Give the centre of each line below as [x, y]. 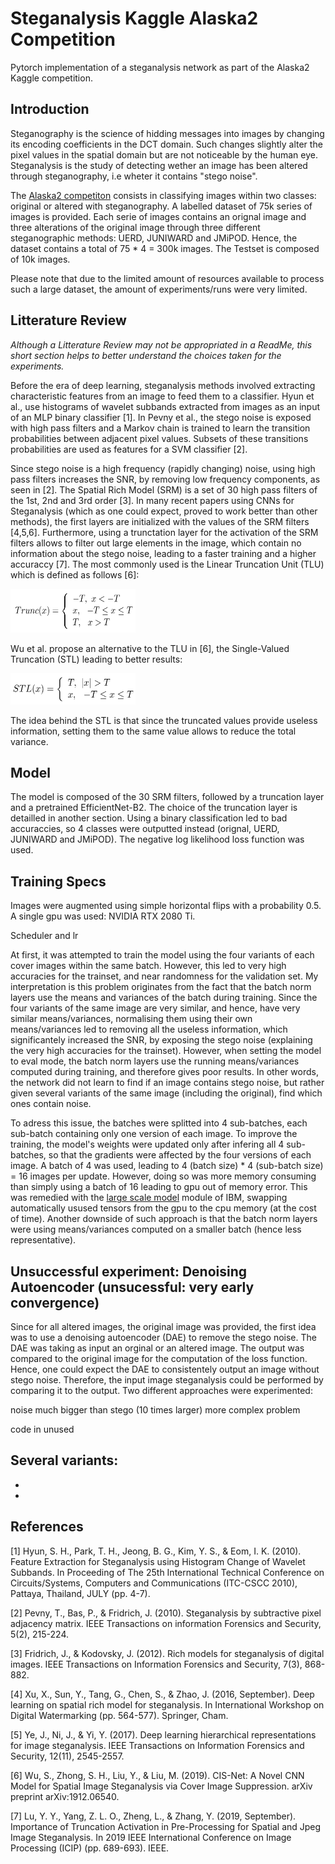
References [47, 1527]
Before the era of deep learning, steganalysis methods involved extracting [163, 385]
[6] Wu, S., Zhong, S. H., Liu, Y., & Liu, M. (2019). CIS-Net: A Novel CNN [157, 1775]
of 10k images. [40, 259]
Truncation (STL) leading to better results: [96, 659]
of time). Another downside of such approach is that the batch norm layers [164, 1219]
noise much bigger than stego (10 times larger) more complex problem [155, 1410]
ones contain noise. [51, 1104]
